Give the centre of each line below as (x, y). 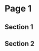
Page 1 (18, 9)
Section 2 (20, 43)
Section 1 (19, 27)
